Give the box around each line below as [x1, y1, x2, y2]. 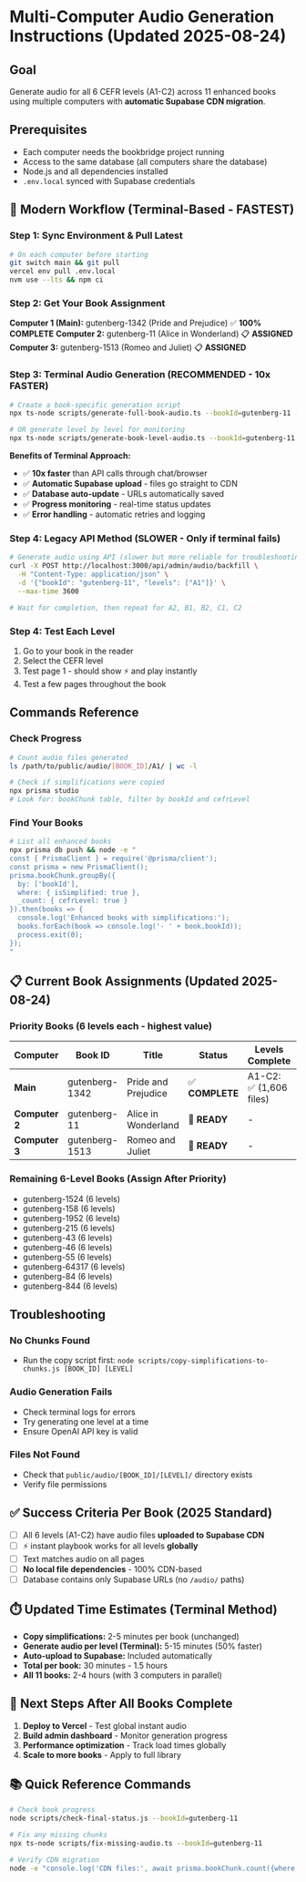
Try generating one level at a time [22, 1415, 149, 1427]
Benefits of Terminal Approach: [9, 450, 131, 461]
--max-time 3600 [17, 586, 79, 596]
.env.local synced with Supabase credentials [22, 175, 196, 186]
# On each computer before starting [9, 250, 148, 259]
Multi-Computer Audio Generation [9, 6, 275, 27]
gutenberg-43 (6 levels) [22, 1232, 113, 1243]
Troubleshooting [9, 1306, 107, 1322]
